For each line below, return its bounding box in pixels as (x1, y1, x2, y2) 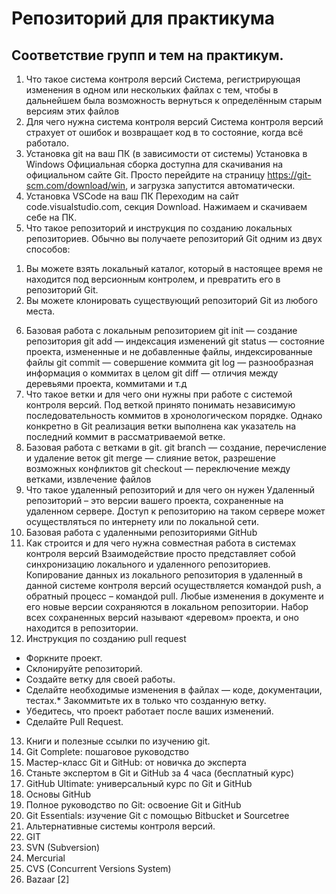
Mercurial (25, 852, 66, 864)
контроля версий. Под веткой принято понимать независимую (25, 399, 296, 411)
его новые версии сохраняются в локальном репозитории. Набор (25, 601, 309, 612)
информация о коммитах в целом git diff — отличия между (25, 367, 279, 379)
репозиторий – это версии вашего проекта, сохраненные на (25, 495, 284, 506)
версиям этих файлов (25, 105, 120, 117)
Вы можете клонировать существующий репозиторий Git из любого (25, 295, 318, 306)
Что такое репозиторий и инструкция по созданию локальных (25, 222, 293, 234)
